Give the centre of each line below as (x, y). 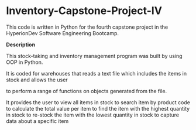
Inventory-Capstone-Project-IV (84, 11)
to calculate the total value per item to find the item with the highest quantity (98, 108)
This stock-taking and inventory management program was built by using (94, 56)
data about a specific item (37, 121)
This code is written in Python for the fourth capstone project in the (87, 27)
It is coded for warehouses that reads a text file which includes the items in (97, 73)
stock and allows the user (37, 80)
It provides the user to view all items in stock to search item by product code (98, 102)
